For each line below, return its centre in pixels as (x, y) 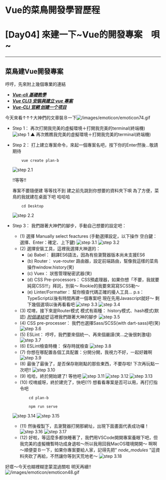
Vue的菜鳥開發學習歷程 (53, 10)
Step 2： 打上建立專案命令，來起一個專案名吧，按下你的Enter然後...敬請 (85, 145)
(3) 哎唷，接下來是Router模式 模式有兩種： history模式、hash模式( (87, 310)
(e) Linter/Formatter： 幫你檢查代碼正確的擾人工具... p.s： (85, 292)
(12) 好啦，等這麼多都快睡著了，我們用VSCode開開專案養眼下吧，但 (89, 437)
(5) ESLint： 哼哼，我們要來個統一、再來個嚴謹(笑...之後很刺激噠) (85, 334)
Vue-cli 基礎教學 (29, 94)
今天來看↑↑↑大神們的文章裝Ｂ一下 (41, 118)
